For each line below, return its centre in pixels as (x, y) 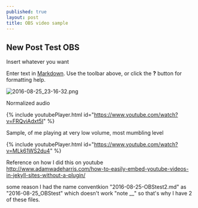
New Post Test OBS (43, 47)
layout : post (22, 17)
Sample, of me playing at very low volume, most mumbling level (85, 133)
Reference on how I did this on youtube (55, 162)
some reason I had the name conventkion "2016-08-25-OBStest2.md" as (96, 187)
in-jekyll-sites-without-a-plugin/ (46, 176)
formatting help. (26, 80)
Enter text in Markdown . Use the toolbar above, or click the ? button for (94, 73)
